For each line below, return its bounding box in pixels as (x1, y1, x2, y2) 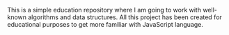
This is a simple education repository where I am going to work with (7, 6, 202, 14)
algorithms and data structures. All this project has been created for (27, 13, 223, 21)
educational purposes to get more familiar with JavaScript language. (7, 21, 204, 28)
